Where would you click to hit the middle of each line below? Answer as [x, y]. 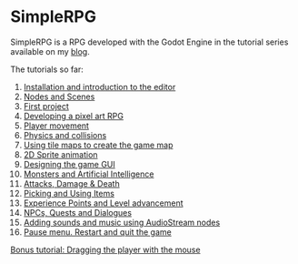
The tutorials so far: [47, 69]
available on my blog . [50, 51]
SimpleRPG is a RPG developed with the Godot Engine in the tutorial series [149, 42]
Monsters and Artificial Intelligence [89, 174]
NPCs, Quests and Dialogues [78, 212]
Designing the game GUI [70, 164]
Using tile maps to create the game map [98, 145]
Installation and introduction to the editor [99, 86]
